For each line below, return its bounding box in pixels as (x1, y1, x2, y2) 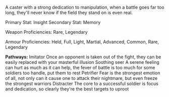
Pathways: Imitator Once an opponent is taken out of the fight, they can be (5, 54, 161, 60)
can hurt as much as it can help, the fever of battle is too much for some (5, 65, 155, 70)
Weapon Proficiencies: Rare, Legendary (5, 29, 88, 35)
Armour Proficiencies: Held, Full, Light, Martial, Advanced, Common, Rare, (5, 39, 159, 45)
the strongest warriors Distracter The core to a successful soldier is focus (5, 80, 159, 86)
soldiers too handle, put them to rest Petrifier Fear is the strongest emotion (5, 70, 160, 76)
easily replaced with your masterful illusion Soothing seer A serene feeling (5, 59, 160, 65)
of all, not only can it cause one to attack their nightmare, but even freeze (5, 75, 158, 81)
